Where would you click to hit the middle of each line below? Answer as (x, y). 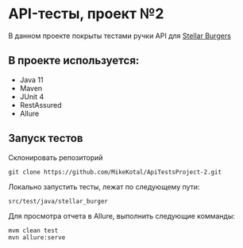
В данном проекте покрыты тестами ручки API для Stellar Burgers (120, 36)
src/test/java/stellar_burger (58, 201)
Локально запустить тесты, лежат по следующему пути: (104, 186)
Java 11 (31, 79)
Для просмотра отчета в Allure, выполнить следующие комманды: (122, 216)
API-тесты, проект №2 (86, 14)
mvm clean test (33, 231)
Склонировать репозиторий (56, 157)
